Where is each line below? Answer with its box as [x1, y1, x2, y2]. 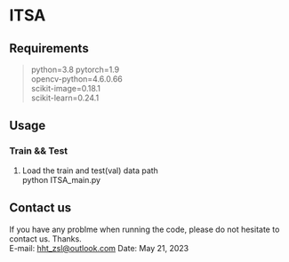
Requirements [9, 41, 89, 56]
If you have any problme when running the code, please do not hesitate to [9, 224, 280, 234]
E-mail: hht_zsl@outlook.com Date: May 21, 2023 [9, 242, 189, 253]
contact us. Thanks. [9, 233, 82, 244]
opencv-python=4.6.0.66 [30, 74, 123, 84]
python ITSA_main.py [21, 174, 100, 185]
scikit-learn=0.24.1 [30, 92, 100, 103]
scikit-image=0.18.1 [30, 83, 100, 93]
